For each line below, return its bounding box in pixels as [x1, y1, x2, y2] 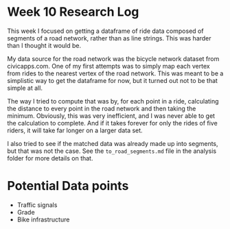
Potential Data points [7, 178, 129, 194]
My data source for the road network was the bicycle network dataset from [7, 54, 220, 62]
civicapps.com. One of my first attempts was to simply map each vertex [7, 62, 211, 70]
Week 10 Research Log [7, 4, 139, 20]
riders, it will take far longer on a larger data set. [7, 126, 143, 134]
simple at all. [7, 84, 43, 92]
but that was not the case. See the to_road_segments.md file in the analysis [7, 147, 217, 155]
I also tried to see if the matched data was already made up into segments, [7, 139, 218, 147]
